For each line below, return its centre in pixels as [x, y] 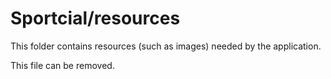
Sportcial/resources [95, 18]
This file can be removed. [62, 65]
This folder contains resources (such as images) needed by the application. [166, 46]
